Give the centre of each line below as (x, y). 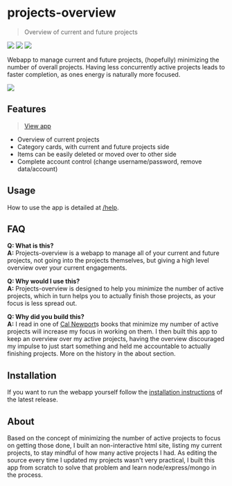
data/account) (37, 168)
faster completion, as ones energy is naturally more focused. (94, 74)
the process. (25, 475)
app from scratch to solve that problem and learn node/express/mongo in (112, 467)
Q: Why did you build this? (46, 317)
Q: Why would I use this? (44, 281)
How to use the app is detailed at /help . (63, 207)
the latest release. (33, 399)
